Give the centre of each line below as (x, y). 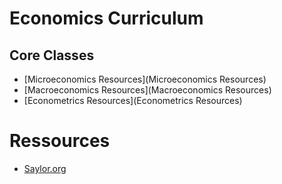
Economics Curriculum (106, 18)
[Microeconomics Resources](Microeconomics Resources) (145, 79)
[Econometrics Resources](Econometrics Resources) (133, 100)
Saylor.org (45, 168)
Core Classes (52, 55)
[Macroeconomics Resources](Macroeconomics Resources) (147, 90)
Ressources (60, 141)
